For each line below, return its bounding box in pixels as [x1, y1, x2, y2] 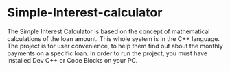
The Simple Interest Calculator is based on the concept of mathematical [7, 27, 210, 35]
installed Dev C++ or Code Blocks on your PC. [7, 56, 138, 64]
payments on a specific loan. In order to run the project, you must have [7, 49, 208, 57]
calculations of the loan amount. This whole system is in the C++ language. [7, 34, 220, 42]
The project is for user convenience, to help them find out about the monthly [7, 42, 223, 50]
